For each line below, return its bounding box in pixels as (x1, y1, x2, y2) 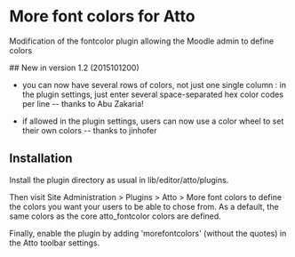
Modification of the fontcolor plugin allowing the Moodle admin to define (9, 36, 275, 46)
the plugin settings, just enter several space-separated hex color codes (21, 89, 284, 100)
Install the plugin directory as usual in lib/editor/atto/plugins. (9, 174, 229, 185)
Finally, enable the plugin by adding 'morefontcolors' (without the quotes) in (9, 228, 287, 238)
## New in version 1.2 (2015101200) (9, 62, 140, 73)
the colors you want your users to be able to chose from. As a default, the (9, 201, 279, 212)
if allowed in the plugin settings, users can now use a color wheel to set (21, 116, 284, 126)
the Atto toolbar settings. (9, 237, 100, 248)
